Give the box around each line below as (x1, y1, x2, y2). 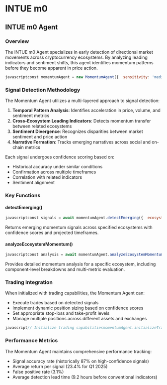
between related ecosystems (12, 123, 72, 129)
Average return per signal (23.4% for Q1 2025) (12, 363, 108, 369)
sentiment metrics (12, 113, 50, 119)
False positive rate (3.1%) (12, 369, 64, 375)
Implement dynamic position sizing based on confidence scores (12, 305, 144, 311)
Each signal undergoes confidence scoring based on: (5, 154, 115, 160)
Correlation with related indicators (12, 174, 83, 180)
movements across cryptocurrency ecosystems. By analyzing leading (5, 54, 148, 60)
